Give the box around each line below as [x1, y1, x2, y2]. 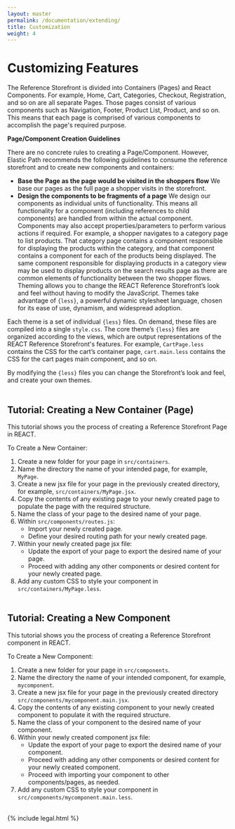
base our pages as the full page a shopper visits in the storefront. [17, 184, 207, 193]
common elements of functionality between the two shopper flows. [17, 274, 212, 282]
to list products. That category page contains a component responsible [17, 236, 223, 245]
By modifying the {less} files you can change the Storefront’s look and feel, [7, 369, 226, 377]
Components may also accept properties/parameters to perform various [17, 222, 227, 230]
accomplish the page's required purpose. [7, 121, 127, 129]
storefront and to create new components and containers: [7, 163, 174, 172]
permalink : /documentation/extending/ [7, 17, 121, 24]
